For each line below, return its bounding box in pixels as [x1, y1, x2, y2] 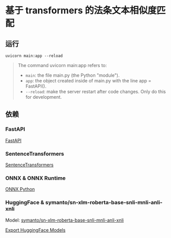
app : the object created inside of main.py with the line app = [25, 78, 152, 83]
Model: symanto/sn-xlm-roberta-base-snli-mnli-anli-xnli [5, 217, 124, 223]
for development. [25, 94, 62, 100]
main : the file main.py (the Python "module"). [25, 72, 120, 78]
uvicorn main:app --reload [5, 53, 63, 58]
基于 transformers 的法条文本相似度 [5, 5, 157, 16]
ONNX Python [5, 186, 35, 192]
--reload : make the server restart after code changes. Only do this [25, 89, 166, 95]
